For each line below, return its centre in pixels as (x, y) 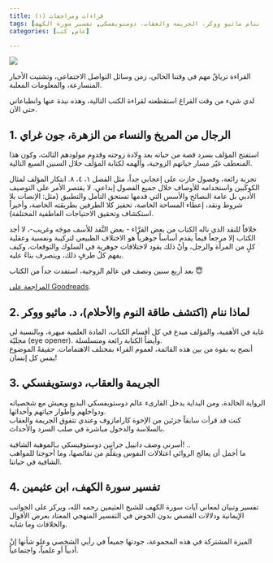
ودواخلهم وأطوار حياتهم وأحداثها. (58, 411)
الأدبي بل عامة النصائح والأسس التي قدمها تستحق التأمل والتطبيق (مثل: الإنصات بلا (133, 197)
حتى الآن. (23, 110)
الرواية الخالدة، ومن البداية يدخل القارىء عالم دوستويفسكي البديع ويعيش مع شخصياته (137, 402)
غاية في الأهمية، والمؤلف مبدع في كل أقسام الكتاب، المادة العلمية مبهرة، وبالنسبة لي (137, 331)
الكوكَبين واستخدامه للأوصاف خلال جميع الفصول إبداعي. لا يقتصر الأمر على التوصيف (134, 188)
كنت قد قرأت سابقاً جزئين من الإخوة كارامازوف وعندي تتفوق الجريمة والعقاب (126, 420)
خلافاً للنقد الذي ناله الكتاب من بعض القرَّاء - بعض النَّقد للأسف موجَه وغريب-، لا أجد (133, 229)
